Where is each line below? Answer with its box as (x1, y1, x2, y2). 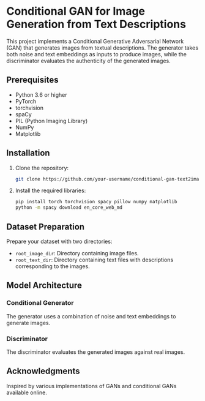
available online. (6, 389, 47, 396)
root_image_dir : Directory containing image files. (15, 250, 139, 257)
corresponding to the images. (15, 263, 90, 270)
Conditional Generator (6, 299, 74, 307)
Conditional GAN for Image (6, 4, 146, 18)
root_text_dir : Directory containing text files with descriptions (15, 256, 174, 263)
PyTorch (15, 97, 37, 105)
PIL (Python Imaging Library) (15, 117, 88, 124)
